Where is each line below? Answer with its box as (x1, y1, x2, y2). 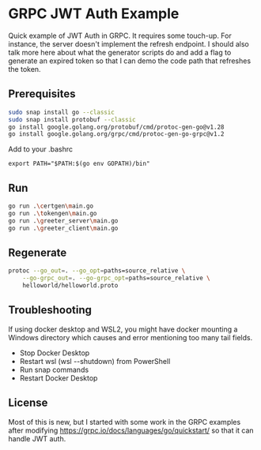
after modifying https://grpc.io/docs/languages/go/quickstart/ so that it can (8, 426, 255, 435)
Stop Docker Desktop (19, 348, 90, 358)
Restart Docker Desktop (19, 373, 98, 383)
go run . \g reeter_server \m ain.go (8, 216, 119, 225)
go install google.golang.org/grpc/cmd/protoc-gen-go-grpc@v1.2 (8, 130, 225, 138)
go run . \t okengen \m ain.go (8, 209, 97, 217)
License (8, 396, 48, 410)
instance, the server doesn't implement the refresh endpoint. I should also (8, 39, 249, 48)
